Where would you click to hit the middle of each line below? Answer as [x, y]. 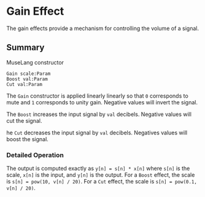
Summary [25, 48]
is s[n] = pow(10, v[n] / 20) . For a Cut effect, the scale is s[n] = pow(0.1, [102, 182]
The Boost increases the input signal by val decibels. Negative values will [99, 114]
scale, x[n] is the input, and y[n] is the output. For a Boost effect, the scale [101, 175]
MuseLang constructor [35, 62]
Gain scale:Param [29, 74]
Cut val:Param [25, 84]
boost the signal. [28, 139]
